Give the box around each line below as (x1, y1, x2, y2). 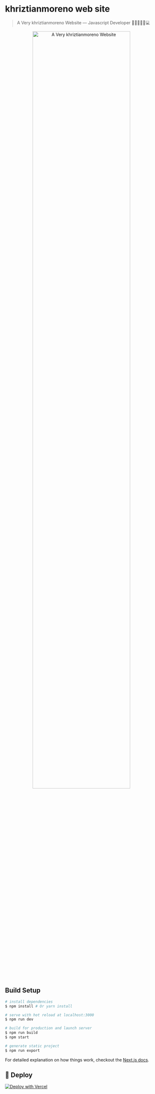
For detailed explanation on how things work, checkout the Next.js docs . (5, 1057, 149, 1062)
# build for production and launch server (5, 1026, 92, 1031)
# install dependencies (5, 999, 53, 1004)
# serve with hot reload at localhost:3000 (5, 1012, 94, 1017)
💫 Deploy (5, 1071, 33, 1079)
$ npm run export (5, 1048, 40, 1053)
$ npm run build (5, 1030, 38, 1035)
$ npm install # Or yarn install (5, 1004, 73, 1009)
